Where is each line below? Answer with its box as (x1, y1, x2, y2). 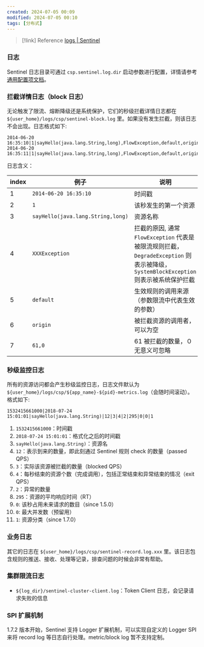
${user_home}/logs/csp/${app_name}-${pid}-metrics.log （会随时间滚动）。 (7, 388, 193, 395)
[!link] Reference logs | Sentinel (21, 37, 100, 44)
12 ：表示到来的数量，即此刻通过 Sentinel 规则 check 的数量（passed (15, 448, 187, 455)
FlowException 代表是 (134, 233, 195, 241)
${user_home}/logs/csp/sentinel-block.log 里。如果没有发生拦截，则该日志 (7, 115, 197, 122)
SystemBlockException (134, 268, 197, 275)
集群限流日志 (7, 572, 45, 580)
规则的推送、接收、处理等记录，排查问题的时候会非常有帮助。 (12, 555, 166, 563)
